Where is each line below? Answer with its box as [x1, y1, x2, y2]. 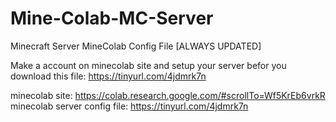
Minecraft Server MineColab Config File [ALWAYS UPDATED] [10, 40, 262, 52]
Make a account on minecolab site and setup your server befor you [10, 59, 287, 71]
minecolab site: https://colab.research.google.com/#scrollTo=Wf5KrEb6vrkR [10, 89, 326, 101]
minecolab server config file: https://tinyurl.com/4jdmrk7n [10, 100, 249, 112]
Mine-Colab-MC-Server [10, 7, 214, 30]
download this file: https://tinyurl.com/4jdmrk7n [10, 70, 207, 82]
